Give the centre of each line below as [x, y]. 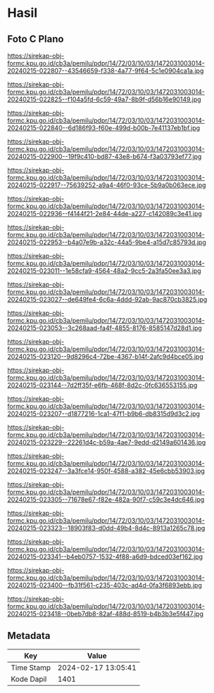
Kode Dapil [29, 679]
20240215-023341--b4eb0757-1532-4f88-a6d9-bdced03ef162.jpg [105, 557]
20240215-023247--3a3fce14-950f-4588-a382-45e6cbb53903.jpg [106, 471]
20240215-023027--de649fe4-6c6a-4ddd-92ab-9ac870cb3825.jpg [107, 299]
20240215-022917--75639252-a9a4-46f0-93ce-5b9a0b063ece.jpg [107, 185]
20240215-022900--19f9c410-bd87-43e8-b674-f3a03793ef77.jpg [105, 157]
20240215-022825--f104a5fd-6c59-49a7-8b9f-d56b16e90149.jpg [105, 99]
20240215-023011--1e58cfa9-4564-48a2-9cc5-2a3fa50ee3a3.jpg [105, 271]
